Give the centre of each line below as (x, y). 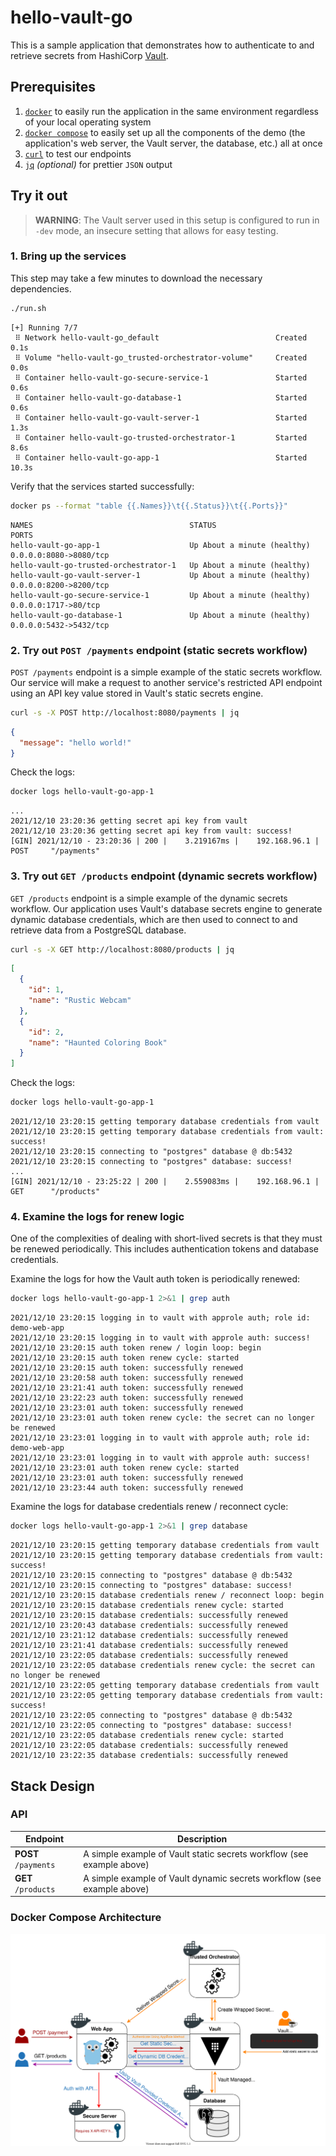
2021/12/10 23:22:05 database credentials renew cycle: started (147, 1736)
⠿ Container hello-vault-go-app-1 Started (161, 457)
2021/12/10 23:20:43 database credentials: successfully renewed (149, 1626)
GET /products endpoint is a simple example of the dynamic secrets (149, 898)
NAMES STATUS (113, 525)
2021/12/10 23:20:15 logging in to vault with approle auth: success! (160, 1338)
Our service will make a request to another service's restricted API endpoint (166, 682)
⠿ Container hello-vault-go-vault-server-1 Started (161, 417)
